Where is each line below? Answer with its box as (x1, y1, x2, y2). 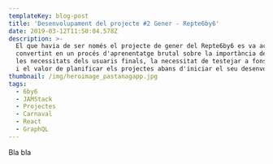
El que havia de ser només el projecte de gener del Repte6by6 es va (15, 42, 256, 50)
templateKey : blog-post (8, 11, 89, 20)
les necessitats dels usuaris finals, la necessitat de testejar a (15, 58, 249, 66)
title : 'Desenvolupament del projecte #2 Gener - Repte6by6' (8, 19, 220, 28)
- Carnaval (15, 110, 53, 119)
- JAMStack (15, 95, 53, 103)
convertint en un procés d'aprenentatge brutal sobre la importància (15, 50, 256, 58)
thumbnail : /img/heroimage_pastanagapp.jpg (8, 72, 158, 80)
